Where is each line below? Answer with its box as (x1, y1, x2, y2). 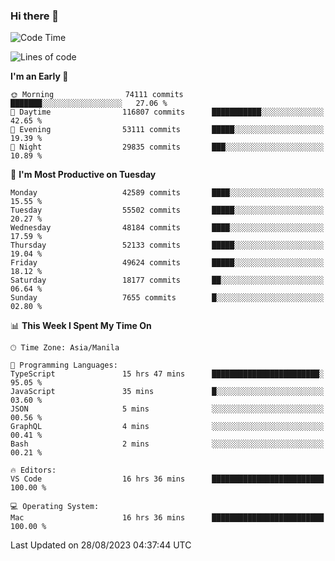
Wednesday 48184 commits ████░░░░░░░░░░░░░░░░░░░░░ (10, 223, 325, 233)
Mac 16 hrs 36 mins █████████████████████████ (10, 513, 325, 523)
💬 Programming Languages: (10, 360, 118, 371)
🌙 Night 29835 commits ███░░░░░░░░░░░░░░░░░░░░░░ (10, 142, 325, 153)
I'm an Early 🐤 (10, 70, 69, 83)
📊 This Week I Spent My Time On (10, 320, 152, 332)
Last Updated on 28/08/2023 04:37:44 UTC (10, 539, 192, 551)
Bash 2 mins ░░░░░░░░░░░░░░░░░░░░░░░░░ (10, 439, 325, 449)
